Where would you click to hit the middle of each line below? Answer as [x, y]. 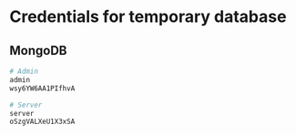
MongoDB [38, 51]
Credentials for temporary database [148, 17]
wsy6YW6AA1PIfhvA [42, 88]
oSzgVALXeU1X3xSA [42, 122]
